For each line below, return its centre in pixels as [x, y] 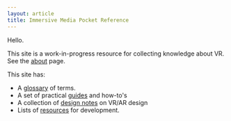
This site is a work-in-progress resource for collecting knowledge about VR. [116, 54]
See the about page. [37, 60]
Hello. [16, 40]
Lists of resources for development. [68, 110]
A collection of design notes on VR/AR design [82, 102]
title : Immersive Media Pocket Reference [68, 20]
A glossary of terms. [47, 88]
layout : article [31, 14]
